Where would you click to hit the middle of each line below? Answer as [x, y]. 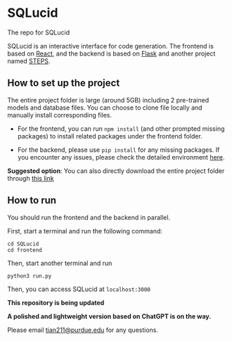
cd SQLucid [23, 244]
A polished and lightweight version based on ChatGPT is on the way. [109, 316]
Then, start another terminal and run [60, 263]
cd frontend [25, 250]
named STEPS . [29, 60]
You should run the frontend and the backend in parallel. [89, 217]
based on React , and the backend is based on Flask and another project [111, 53]
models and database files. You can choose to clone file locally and [105, 108]
